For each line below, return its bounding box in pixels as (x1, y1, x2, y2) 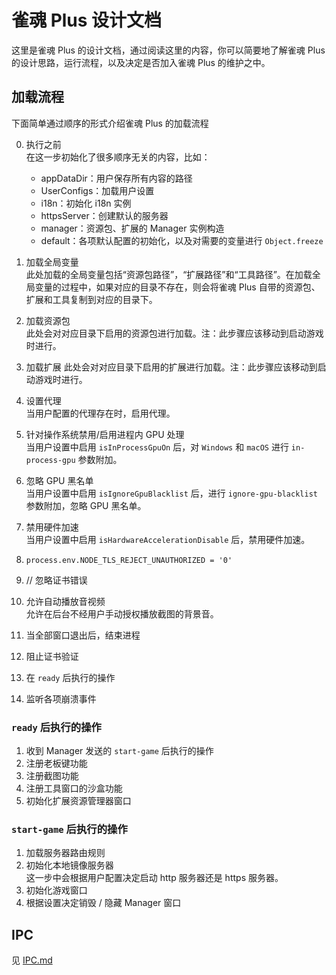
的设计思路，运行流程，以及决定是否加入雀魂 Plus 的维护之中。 (11, 56, 271, 68)
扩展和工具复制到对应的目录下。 (25, 293, 158, 305)
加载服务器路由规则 (25, 847, 106, 859)
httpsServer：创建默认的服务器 (40, 209, 169, 221)
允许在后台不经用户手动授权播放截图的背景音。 (25, 607, 219, 620)
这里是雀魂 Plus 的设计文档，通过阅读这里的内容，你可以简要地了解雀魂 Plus (11, 44, 326, 56)
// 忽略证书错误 (25, 574, 88, 586)
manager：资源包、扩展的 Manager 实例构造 (40, 222, 225, 234)
